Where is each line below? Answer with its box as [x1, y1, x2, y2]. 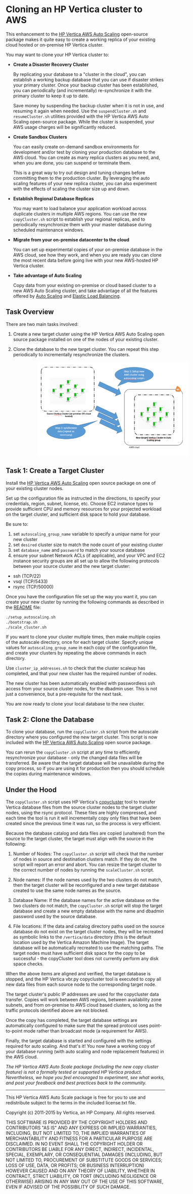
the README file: [6, 604, 41, 610]
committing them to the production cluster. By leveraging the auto [13, 175, 150, 181]
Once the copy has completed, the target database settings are [6, 1017, 138, 1023]
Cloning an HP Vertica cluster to [6, 4, 143, 15]
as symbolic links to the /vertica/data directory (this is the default [13, 934, 152, 940]
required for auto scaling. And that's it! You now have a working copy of [6, 1043, 155, 1049]
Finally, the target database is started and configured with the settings [6, 1038, 152, 1044]
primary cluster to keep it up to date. [13, 93, 89, 99]
